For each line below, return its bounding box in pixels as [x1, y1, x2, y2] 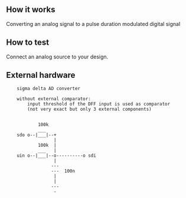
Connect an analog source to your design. [6, 53, 109, 60]
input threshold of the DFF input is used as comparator [27, 101, 170, 107]
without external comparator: [17, 96, 92, 102]
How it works [6, 5, 56, 15]
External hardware [6, 70, 76, 80]
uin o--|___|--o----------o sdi [17, 153, 96, 159]
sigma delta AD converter [17, 85, 81, 92]
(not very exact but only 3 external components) [27, 106, 152, 113]
